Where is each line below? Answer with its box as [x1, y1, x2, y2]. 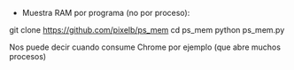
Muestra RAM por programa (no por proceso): [21, 8, 190, 18]
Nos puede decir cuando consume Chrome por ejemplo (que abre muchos [9, 42, 282, 52]
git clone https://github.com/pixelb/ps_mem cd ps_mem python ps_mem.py [9, 25, 285, 35]
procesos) [9, 51, 47, 61]
